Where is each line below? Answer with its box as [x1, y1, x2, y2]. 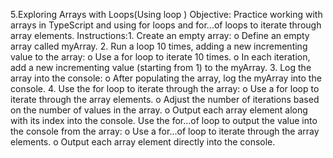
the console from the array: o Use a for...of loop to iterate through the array [10, 125, 320, 137]
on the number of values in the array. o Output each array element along [10, 104, 308, 116]
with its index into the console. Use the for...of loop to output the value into [10, 115, 318, 126]
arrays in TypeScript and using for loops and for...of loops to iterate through [10, 19, 322, 31]
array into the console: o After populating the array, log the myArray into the [10, 72, 322, 84]
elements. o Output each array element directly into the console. [10, 136, 276, 148]
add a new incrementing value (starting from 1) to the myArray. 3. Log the [10, 62, 312, 73]
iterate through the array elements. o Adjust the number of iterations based [10, 94, 320, 105]
